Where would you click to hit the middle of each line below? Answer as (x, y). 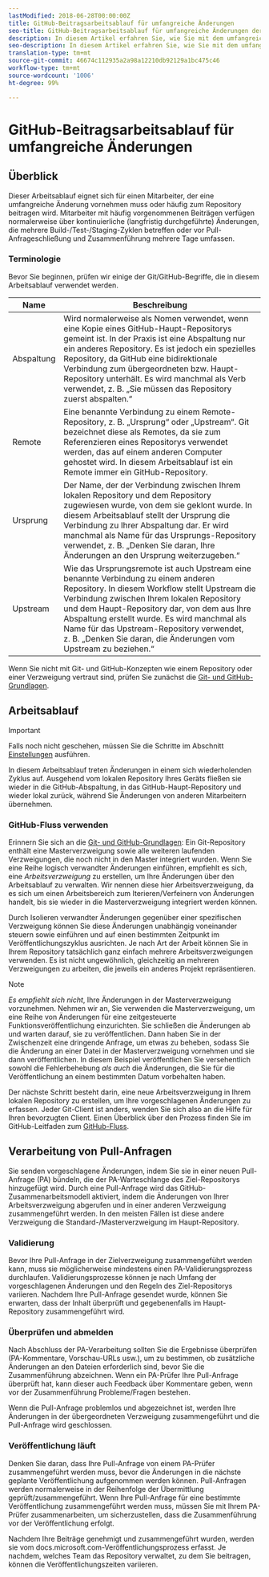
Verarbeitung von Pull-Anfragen (90, 1152)
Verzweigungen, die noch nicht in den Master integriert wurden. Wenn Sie (130, 859)
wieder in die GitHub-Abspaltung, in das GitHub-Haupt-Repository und (125, 787)
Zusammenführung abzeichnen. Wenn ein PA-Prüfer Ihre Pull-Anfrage (123, 1375)
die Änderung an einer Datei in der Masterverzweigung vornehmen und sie (131, 1051)
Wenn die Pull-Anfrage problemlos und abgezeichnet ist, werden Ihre (122, 1408)
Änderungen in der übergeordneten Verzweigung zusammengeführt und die (134, 1416)
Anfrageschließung (40, 238)
